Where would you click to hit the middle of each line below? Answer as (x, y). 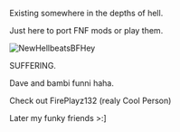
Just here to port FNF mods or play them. (86, 30)
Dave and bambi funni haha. (62, 83)
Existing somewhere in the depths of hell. (86, 13)
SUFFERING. (33, 66)
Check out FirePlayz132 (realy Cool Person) (90, 100)
